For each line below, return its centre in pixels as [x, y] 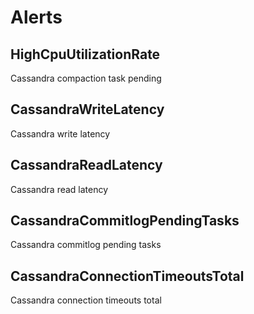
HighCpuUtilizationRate [85, 54]
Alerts [36, 17]
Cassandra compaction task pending [86, 78]
